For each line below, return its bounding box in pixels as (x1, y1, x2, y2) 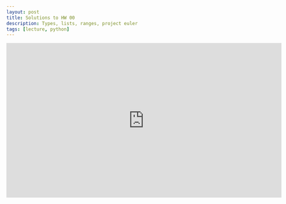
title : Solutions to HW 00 (6, 15, 75, 21)
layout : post (6, 9, 40, 15)
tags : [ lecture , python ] (6, 26, 70, 32)
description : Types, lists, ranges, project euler (6, 20, 138, 26)
